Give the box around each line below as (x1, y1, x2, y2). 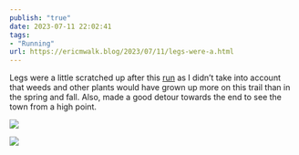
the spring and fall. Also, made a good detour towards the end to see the (9, 92, 283, 103)
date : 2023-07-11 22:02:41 (9, 22, 112, 31)
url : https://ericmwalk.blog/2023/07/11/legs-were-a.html (9, 47, 234, 57)
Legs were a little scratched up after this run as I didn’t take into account (9, 72, 281, 83)
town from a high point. (9, 101, 98, 112)
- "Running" (9, 38, 55, 48)
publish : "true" (9, 13, 71, 23)
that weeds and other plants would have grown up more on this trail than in (9, 82, 291, 93)
